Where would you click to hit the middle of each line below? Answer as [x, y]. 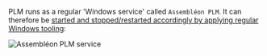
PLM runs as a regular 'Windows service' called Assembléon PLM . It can [125, 12]
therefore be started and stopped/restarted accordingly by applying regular [133, 20]
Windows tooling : [37, 28]
